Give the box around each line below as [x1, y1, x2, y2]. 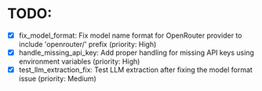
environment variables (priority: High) [18, 56, 140, 67]
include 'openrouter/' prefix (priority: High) [18, 40, 157, 49]
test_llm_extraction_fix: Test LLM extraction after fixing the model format [18, 65, 253, 75]
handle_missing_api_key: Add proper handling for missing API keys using [18, 48, 254, 57]
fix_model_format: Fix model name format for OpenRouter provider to [18, 31, 242, 40]
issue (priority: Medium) [18, 74, 97, 83]
